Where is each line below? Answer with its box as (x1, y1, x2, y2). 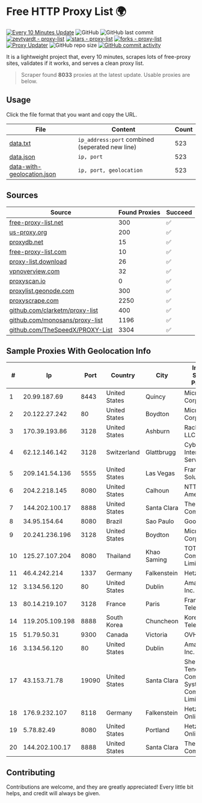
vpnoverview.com (9, 267, 60, 275)
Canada (106, 631, 128, 639)
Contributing (6, 767, 55, 778)
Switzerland (106, 448, 140, 456)
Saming (145, 556, 167, 564)
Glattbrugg (145, 448, 176, 456)
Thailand (106, 552, 131, 560)
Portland (145, 726, 170, 735)
